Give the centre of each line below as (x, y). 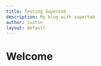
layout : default (26, 28)
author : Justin (25, 22)
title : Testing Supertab (36, 11)
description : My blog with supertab (50, 17)
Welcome (29, 57)
